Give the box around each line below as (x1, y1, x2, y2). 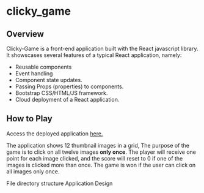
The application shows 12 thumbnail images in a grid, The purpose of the (6, 142, 190, 149)
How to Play (6, 113, 53, 124)
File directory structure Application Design (6, 180, 113, 187)
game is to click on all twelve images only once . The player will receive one (6, 148, 197, 156)
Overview (6, 29, 45, 39)
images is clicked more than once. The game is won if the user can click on (6, 161, 196, 168)
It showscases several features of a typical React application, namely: (6, 51, 182, 59)
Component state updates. (15, 77, 82, 83)
